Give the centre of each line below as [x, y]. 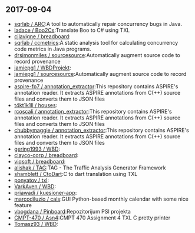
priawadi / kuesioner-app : [45, 192]
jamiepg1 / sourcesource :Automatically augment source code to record [100, 74]
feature [23, 205]
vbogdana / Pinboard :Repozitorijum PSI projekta [72, 211]
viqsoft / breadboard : [40, 161]
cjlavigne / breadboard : [42, 36]
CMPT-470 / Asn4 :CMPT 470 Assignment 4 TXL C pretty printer [92, 218]
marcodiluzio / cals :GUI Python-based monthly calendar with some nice [101, 199]
